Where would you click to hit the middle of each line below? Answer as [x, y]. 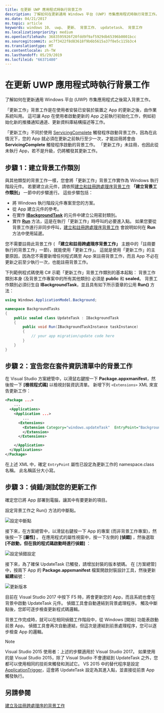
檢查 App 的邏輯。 [27, 632]
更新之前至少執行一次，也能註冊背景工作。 [48, 262]
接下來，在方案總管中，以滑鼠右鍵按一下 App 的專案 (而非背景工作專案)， [79, 531]
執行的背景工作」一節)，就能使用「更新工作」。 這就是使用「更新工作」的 [78, 250]
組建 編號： [16, 576]
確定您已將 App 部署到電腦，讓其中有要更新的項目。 [57, 500]
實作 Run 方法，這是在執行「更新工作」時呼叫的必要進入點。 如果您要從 [84, 221]
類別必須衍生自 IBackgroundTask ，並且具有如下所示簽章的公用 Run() [79, 285]
